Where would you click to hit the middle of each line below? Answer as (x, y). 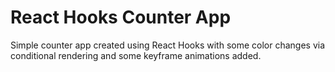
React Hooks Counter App (121, 17)
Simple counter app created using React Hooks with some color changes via (168, 45)
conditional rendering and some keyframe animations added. (136, 55)
